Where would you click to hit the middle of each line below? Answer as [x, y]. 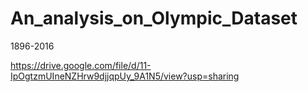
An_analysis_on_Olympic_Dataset [154, 18]
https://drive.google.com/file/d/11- [81, 65]
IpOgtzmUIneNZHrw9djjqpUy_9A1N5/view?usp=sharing [125, 76]
